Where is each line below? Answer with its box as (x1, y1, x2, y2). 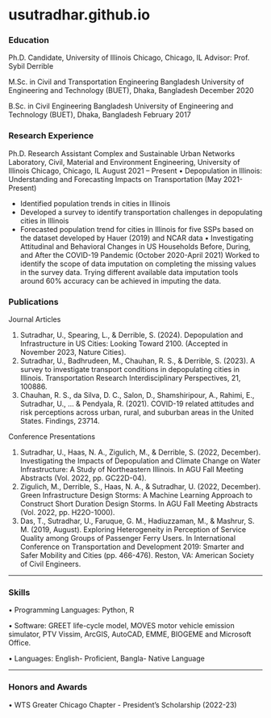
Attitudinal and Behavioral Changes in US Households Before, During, (19, 241, 251, 251)
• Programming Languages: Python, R (8, 605, 135, 615)
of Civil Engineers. (19, 560, 81, 569)
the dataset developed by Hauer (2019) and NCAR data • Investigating (19, 233, 254, 243)
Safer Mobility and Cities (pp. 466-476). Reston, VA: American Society (19, 551, 255, 560)
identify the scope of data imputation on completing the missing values (19, 259, 256, 268)
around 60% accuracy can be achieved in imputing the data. (19, 276, 222, 285)
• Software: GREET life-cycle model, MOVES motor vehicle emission (8, 621, 236, 631)
